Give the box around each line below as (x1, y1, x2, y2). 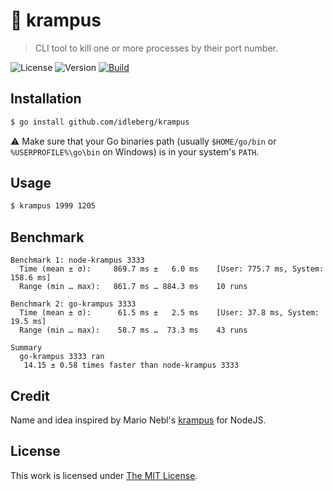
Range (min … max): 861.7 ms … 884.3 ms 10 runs (19, 282, 248, 292)
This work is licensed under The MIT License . (10, 469, 198, 481)
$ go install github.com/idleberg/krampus (10, 117, 190, 127)
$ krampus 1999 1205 (10, 201, 97, 211)
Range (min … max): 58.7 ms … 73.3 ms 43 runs (19, 325, 248, 336)
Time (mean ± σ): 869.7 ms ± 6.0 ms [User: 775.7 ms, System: (19, 264, 325, 274)
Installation (10, 90, 82, 108)
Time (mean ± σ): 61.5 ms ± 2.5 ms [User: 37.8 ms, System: (19, 308, 320, 318)
